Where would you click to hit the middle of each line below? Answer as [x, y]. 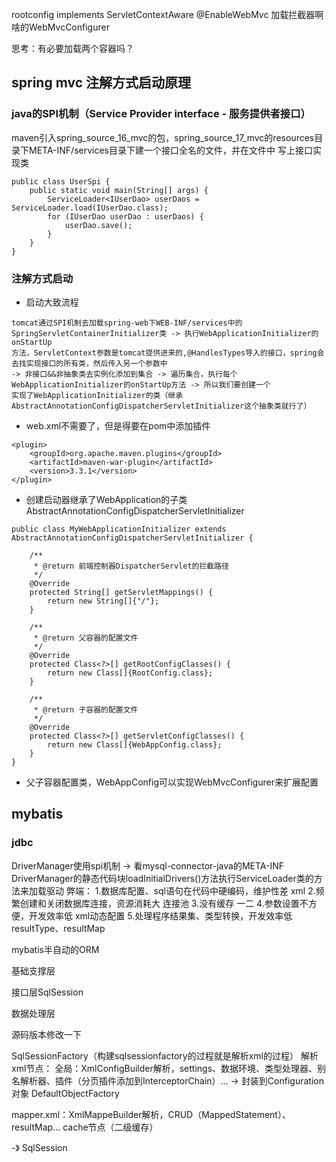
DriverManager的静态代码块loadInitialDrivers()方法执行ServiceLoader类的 [162, 878]
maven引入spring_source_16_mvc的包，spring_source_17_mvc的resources [163, 137]
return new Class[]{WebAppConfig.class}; [135, 744]
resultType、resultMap [58, 928]
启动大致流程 [52, 302]
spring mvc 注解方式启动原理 [101, 83]
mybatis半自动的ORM [55, 949]
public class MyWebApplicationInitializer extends [119, 529]
